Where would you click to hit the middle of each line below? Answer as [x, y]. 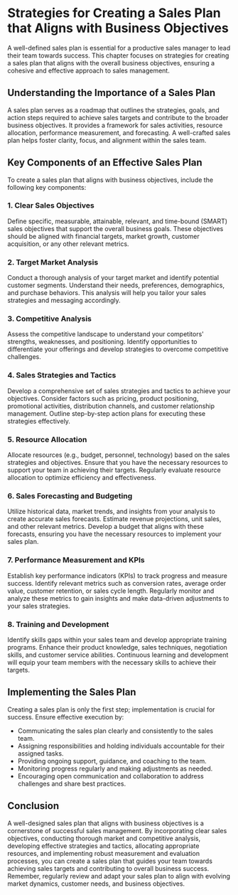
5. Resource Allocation [47, 439]
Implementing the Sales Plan [72, 692]
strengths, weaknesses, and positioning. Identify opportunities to [102, 342]
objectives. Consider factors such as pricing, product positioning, [103, 398]
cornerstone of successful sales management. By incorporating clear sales [117, 830]
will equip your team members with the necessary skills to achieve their [112, 662]
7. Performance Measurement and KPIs [76, 560]
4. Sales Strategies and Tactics [62, 375]
